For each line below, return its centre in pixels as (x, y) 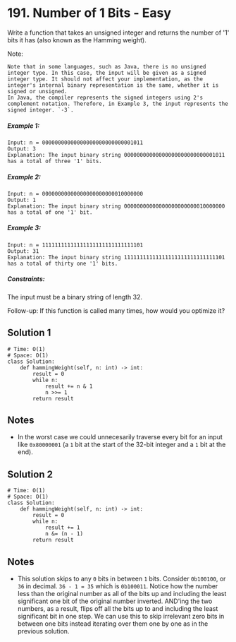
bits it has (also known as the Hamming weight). (77, 40)
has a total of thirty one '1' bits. (63, 263)
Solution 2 (30, 474)
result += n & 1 (69, 386)
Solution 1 (29, 333)
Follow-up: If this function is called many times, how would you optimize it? (116, 310)
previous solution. (43, 631)
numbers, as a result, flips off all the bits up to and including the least (118, 609)
